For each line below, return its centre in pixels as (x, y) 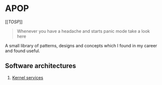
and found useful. (22, 51)
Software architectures (41, 66)
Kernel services (28, 77)
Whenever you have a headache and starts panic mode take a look (83, 31)
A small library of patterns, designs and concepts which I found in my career (81, 45)
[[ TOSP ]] (14, 22)
